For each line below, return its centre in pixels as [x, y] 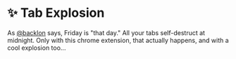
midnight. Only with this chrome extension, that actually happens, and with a [118, 40]
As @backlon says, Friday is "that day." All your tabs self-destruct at [106, 32]
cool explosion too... [37, 48]
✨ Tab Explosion [56, 13]
